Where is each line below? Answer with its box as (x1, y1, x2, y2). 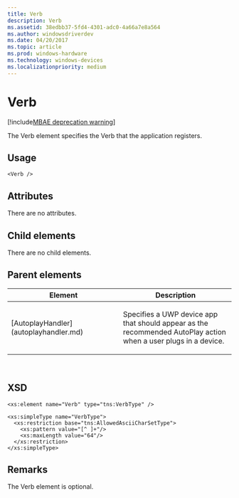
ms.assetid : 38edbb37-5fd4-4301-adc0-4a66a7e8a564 (7, 23, 161, 31)
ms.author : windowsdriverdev (7, 30, 94, 38)
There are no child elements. (7, 248, 92, 257)
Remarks (7, 464, 48, 476)
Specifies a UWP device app (123, 309, 218, 319)
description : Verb (7, 17, 62, 24)
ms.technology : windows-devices (7, 57, 103, 64)
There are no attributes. (7, 209, 77, 218)
